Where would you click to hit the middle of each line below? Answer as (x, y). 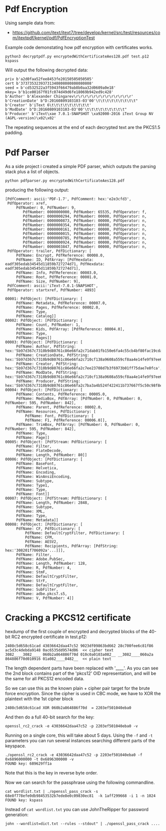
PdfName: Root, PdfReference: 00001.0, (57, 277)
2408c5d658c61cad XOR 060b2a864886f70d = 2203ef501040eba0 (68, 708)
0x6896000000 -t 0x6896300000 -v (40, 759)
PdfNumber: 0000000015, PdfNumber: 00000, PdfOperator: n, (85, 234)
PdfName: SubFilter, (37, 589)
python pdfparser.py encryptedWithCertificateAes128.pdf (65, 180)
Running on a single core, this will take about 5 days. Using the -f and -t (79, 735)
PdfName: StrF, (32, 581)
